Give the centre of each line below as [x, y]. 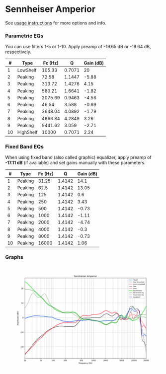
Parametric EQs [24, 36]
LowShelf [27, 70]
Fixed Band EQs [24, 147]
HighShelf [27, 132]
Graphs [14, 257]
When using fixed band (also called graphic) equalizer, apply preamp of [78, 157]
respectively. [18, 52]
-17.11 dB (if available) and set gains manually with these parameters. [75, 163]
